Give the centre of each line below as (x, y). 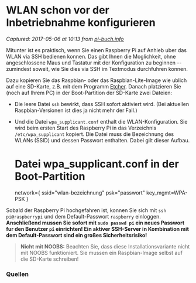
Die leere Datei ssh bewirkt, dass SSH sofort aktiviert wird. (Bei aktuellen (102, 104)
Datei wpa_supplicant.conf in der (97, 164)
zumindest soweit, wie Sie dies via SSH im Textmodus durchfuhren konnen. (97, 69)
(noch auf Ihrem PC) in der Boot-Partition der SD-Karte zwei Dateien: (89, 93)
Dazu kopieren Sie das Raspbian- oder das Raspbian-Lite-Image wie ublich (97, 80)
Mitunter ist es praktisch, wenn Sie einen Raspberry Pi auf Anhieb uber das (97, 50)
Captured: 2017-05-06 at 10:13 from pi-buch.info (65, 39)
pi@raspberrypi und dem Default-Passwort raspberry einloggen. (83, 216)
